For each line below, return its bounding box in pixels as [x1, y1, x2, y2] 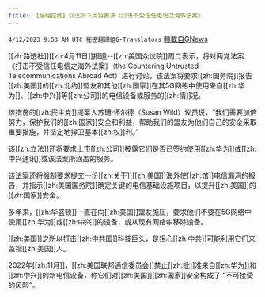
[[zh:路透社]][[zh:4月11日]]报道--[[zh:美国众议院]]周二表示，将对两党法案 [8, 51, 244, 60]
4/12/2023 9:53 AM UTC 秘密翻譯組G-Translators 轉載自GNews [8, 34, 208, 43]
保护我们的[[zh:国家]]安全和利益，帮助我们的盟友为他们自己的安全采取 [28, 117, 257, 126]
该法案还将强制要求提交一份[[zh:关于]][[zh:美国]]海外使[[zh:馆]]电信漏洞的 [8, 171, 249, 180]
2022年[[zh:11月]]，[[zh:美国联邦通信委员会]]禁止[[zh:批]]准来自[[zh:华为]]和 [8, 260, 257, 269]
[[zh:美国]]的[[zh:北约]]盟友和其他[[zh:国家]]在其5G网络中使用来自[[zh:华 [8, 81, 245, 90]
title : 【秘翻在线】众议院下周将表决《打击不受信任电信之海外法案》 [8, 11, 204, 20]
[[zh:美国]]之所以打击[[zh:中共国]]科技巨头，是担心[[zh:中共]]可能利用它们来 [8, 234, 256, 243]
